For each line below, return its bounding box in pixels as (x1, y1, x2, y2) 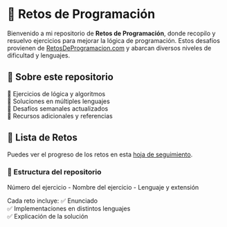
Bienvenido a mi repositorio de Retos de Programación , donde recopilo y (7, 29, 216, 37)
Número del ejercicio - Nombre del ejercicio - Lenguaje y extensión (7, 183, 199, 191)
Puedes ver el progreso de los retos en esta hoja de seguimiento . (7, 150, 193, 158)
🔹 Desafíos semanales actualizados (7, 104, 109, 113)
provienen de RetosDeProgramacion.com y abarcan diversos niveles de (7, 44, 212, 52)
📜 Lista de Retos (7, 131, 78, 144)
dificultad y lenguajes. (7, 51, 71, 60)
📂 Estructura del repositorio (7, 167, 102, 177)
